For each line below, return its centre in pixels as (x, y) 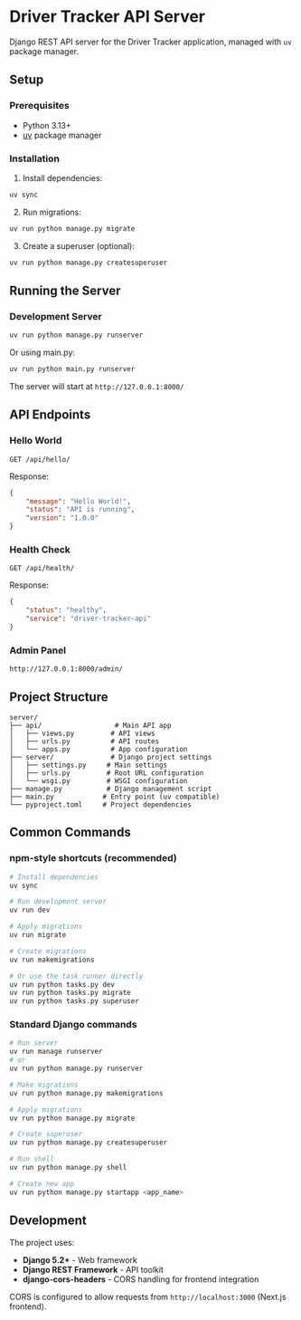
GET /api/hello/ (40, 459)
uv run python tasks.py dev (62, 984)
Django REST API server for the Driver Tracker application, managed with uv (150, 42)
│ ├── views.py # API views (82, 733)
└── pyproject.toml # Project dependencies (101, 804)
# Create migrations (48, 951)
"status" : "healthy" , (66, 610)
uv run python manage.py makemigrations (87, 1093)
